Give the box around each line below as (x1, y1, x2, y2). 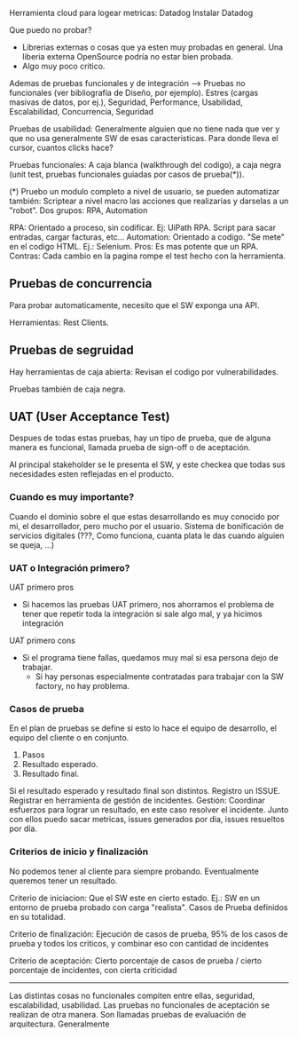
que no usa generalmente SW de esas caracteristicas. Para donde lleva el (9, 133, 278, 143)
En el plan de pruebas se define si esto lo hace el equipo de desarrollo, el (9, 723, 278, 733)
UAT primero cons (9, 635, 75, 646)
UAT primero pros (9, 582, 74, 593)
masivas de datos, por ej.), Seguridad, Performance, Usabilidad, (9, 97, 243, 107)
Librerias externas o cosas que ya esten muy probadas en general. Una (21, 42, 284, 52)
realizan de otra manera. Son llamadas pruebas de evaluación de (9, 1009, 247, 1019)
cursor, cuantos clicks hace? (9, 142, 114, 153)
